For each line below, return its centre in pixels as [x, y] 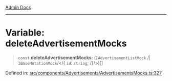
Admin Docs [18, 7]
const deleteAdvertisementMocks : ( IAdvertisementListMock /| [84, 58]
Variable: [25, 33]
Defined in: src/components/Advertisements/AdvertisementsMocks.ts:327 [84, 73]
